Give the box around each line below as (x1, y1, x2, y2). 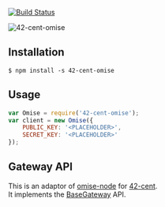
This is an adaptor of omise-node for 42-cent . (8, 181, 158, 190)
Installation (8, 46, 65, 59)
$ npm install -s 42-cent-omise (8, 66, 114, 74)
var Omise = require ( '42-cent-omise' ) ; (8, 109, 140, 117)
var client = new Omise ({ (8, 116, 93, 124)
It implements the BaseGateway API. (8, 190, 126, 199)
